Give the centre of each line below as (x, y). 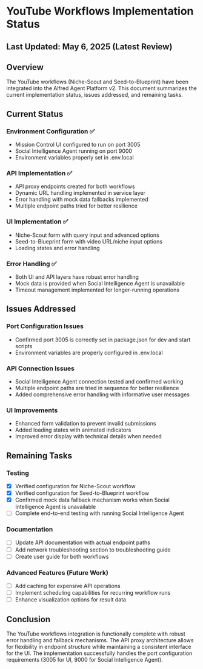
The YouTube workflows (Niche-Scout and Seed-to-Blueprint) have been (98, 82)
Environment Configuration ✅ (51, 131)
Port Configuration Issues (45, 326)
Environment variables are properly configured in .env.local (89, 352)
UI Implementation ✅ (37, 222)
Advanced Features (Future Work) (58, 572)
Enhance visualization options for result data (70, 600)
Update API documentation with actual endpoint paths (82, 542)
